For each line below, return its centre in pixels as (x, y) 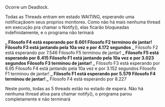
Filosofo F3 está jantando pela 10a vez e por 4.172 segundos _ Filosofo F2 (82, 47)
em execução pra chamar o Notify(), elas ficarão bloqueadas (67, 27)
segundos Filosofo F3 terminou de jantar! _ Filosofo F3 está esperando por (82, 63)
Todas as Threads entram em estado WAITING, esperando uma (70, 17)
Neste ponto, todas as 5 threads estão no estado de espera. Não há (74, 88)
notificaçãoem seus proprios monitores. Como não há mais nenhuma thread (83, 22)
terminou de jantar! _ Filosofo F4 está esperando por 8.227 (66, 79)
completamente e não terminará (38, 99)
